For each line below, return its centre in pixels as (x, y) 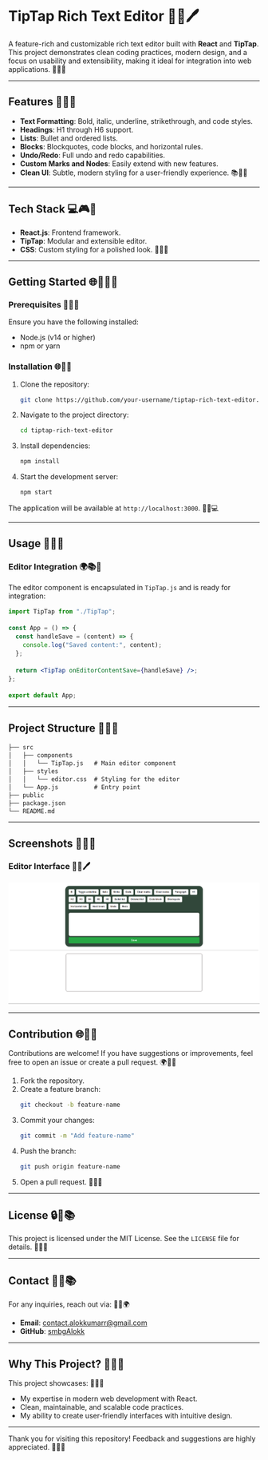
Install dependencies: (55, 446)
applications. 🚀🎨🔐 (37, 69)
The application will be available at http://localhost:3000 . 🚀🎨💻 (114, 508)
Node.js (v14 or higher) (57, 338)
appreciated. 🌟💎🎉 (37, 1447)
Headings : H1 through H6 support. (77, 129)
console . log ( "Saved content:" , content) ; (92, 645)
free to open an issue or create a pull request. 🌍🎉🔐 (93, 1062)
